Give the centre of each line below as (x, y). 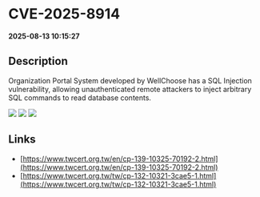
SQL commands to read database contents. (80, 98)
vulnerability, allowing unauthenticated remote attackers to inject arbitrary (130, 89)
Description (38, 61)
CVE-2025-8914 (64, 14)
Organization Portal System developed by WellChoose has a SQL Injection (130, 80)
